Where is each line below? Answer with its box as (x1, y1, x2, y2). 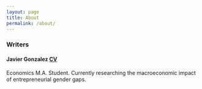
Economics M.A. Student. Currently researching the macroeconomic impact (6, 69, 196, 76)
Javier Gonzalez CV (6, 55, 58, 63)
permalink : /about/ (6, 20, 56, 26)
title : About (6, 15, 40, 21)
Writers (6, 40, 29, 49)
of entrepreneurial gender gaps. (6, 76, 86, 83)
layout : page (6, 9, 40, 15)
